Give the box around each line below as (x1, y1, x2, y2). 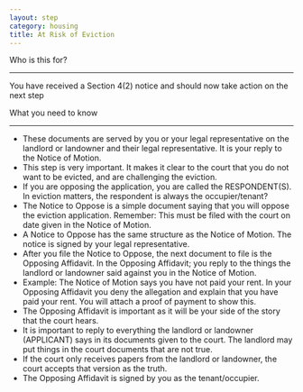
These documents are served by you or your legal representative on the (22, 133, 290, 144)
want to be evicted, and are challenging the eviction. (22, 172, 218, 183)
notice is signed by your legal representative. (22, 239, 190, 250)
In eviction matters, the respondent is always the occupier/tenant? (22, 191, 269, 202)
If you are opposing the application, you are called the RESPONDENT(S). (22, 181, 292, 192)
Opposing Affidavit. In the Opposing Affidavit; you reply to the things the (22, 258, 291, 269)
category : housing (9, 22, 78, 31)
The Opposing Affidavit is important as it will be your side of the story (22, 305, 281, 316)
